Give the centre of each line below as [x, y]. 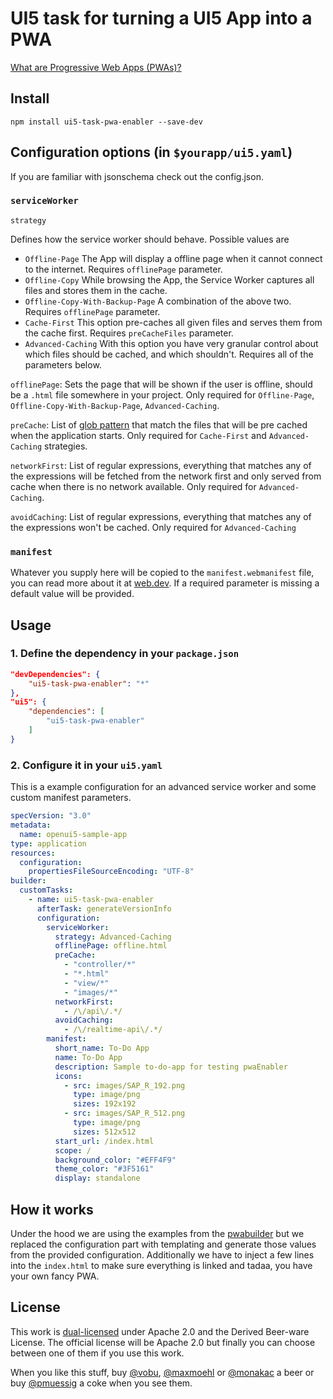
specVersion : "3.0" [51, 816]
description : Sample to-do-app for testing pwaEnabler [171, 1067]
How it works [52, 1209]
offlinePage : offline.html [111, 946]
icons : [68, 1076]
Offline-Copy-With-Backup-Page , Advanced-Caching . [115, 405]
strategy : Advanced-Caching [113, 937]
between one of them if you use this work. [97, 1353]
